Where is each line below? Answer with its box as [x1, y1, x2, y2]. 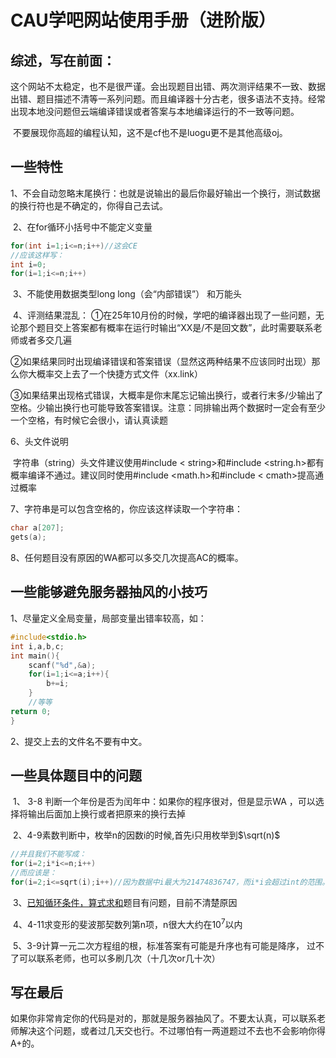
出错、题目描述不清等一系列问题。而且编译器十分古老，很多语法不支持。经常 [10, 93, 326, 105]
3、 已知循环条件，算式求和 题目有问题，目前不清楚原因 [12, 896, 238, 908]
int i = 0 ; [10, 259, 47, 270]
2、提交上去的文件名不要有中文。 [10, 735, 148, 747]
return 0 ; [10, 706, 52, 716]
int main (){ [10, 651, 60, 661]
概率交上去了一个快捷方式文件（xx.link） [36, 368, 204, 380]
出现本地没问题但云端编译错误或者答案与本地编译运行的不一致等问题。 [10, 106, 300, 117]
